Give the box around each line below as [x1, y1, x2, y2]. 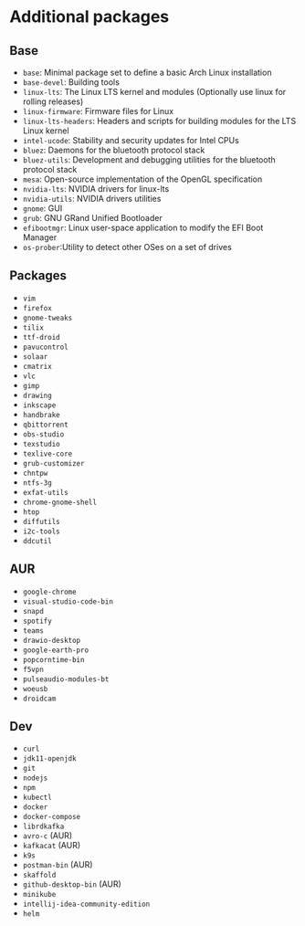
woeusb [22, 684, 48, 693]
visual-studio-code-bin [22, 596, 114, 606]
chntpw [22, 468, 48, 478]
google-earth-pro [22, 646, 89, 655]
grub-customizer [22, 458, 85, 468]
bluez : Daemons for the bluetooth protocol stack [22, 144, 205, 155]
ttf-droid [22, 332, 61, 342]
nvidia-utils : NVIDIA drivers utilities [22, 194, 162, 204]
